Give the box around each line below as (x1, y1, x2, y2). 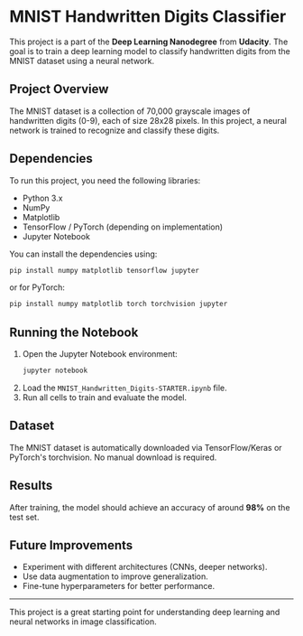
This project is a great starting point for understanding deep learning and (9, 607, 280, 618)
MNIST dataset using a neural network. (9, 55, 155, 66)
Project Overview (9, 81, 109, 97)
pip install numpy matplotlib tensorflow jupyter (9, 266, 200, 275)
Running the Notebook (9, 324, 139, 340)
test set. (9, 511, 40, 522)
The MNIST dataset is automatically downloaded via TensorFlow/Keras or (9, 442, 282, 453)
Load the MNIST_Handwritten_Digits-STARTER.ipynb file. (22, 382, 227, 393)
